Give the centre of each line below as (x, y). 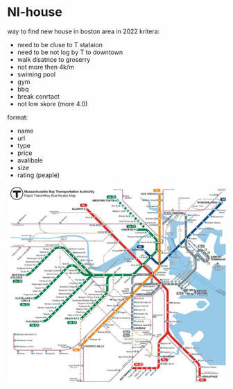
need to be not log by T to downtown (70, 52)
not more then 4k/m (46, 67)
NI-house (35, 12)
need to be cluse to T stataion (60, 44)
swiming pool (36, 74)
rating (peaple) (38, 175)
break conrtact (38, 96)
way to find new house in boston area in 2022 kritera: (84, 31)
